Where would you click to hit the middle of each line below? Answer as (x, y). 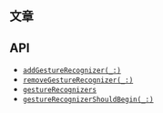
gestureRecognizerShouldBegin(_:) (88, 100)
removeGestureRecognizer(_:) (78, 80)
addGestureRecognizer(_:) (71, 71)
